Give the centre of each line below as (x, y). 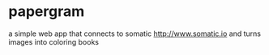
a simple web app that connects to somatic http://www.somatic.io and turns (135, 33)
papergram (47, 12)
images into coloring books (54, 41)
